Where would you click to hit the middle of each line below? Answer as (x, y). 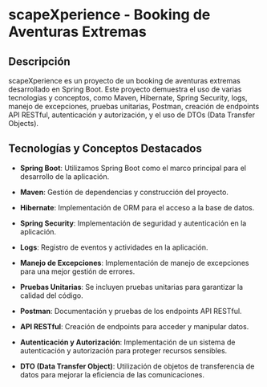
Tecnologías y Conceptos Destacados (105, 149)
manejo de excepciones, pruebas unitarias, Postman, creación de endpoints (134, 106)
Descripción (39, 61)
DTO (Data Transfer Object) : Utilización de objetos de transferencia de (137, 366)
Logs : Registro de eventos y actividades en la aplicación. (114, 247)
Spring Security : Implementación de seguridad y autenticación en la (133, 223)
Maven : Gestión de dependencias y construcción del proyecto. (124, 192)
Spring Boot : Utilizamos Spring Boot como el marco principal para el (133, 168)
